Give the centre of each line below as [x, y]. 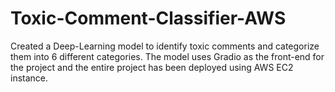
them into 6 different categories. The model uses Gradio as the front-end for [167, 56]
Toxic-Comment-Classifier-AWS [148, 18]
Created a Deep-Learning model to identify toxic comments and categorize [165, 46]
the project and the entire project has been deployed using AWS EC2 [152, 67]
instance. [29, 78]
